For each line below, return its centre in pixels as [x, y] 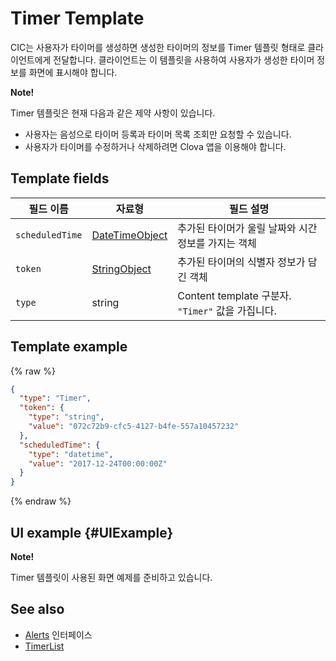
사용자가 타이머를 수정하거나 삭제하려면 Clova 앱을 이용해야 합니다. [155, 146]
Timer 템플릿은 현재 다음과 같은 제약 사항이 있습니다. [113, 113]
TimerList [44, 646]
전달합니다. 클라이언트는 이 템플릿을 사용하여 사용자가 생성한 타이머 [184, 59]
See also [37, 609]
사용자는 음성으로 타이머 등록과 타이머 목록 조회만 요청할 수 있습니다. [158, 134]
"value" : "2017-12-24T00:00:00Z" [98, 463]
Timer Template [77, 18]
